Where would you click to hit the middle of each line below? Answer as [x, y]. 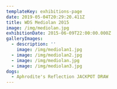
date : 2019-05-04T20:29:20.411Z [45, 17]
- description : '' [34, 44]
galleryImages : [25, 39]
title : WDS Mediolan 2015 [37, 22]
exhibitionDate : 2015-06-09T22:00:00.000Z [58, 33]
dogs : [13, 71]
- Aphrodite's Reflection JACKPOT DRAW [60, 77]
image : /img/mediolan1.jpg [49, 50]
